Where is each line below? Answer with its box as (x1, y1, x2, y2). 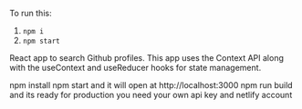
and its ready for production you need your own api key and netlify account (9, 90, 293, 100)
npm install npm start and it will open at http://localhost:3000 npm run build (9, 80, 294, 90)
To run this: (9, 8, 52, 18)
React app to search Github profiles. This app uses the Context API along (9, 53, 285, 63)
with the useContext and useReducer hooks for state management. (9, 63, 262, 73)
